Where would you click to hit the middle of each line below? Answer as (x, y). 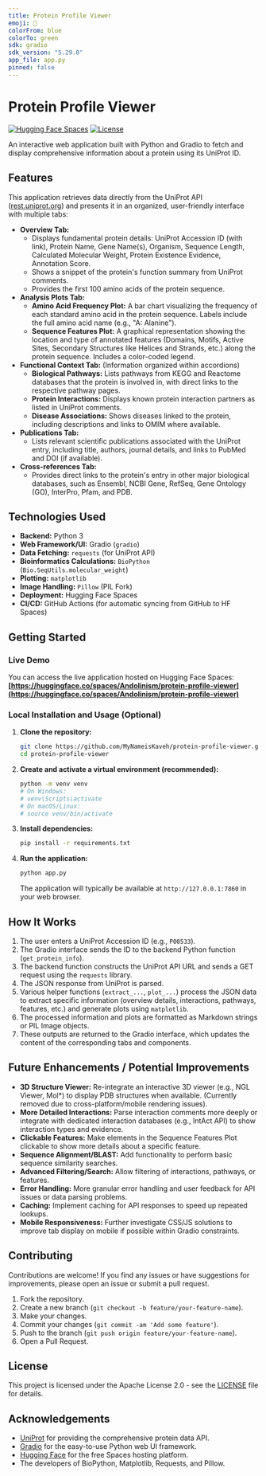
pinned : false (32, 68)
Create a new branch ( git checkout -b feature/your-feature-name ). (131, 1307)
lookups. (34, 1214)
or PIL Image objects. (54, 1025)
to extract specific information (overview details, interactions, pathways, (138, 1000)
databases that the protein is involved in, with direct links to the (135, 382)
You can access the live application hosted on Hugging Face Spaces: (121, 677)
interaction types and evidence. (71, 1129)
